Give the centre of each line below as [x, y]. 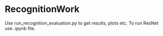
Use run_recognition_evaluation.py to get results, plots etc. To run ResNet [81, 23]
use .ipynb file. [20, 28]
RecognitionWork [42, 9]
